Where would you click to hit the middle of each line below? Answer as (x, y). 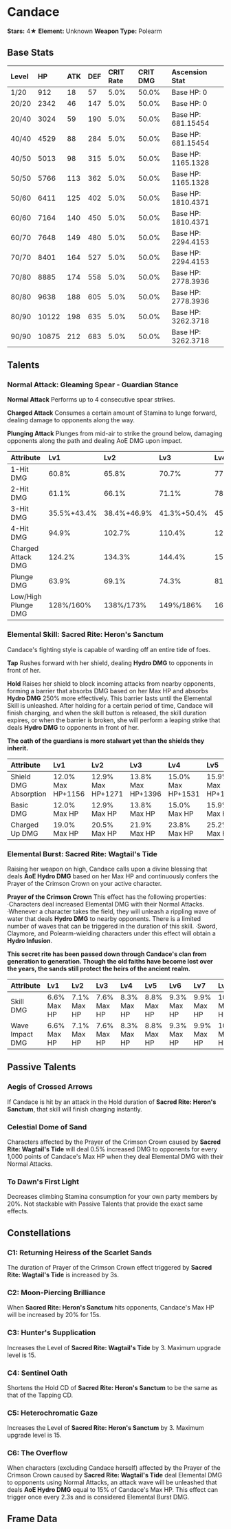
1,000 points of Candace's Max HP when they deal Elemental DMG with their (115, 1157)
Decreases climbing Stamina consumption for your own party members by (112, 1197)
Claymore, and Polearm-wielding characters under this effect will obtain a (112, 933)
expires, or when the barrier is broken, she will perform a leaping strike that (114, 720)
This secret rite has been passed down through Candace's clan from (107, 954)
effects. (18, 1211)
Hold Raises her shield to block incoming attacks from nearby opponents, (111, 683)
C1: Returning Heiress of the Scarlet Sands (80, 1253)
